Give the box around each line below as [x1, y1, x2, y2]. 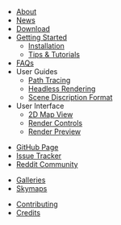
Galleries [15, 175, 46, 185]
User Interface [15, 101, 65, 110]
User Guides [15, 67, 58, 76]
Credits [15, 208, 41, 217]
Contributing [15, 199, 58, 209]
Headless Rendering [27, 84, 96, 94]
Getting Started [15, 32, 67, 42]
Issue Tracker [15, 151, 62, 160]
